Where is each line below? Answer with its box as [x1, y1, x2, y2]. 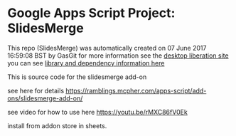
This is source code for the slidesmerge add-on [7, 73, 147, 81]
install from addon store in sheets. [7, 121, 107, 130]
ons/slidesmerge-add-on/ [7, 94, 83, 103]
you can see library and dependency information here [7, 58, 165, 67]
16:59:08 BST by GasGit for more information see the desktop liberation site [7, 51, 229, 60]
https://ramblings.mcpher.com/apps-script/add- [65, 86, 207, 95]
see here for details [7, 86, 65, 95]
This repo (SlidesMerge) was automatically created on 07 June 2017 [7, 43, 207, 52]
